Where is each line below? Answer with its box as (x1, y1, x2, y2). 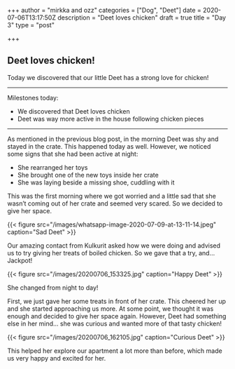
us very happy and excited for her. (7, 354, 106, 362)
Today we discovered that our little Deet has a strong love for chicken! (7, 73, 209, 81)
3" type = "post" (7, 21, 55, 29)
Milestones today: (7, 93, 59, 102)
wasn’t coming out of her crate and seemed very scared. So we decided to (7, 199, 223, 208)
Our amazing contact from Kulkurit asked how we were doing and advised (7, 241, 221, 250)
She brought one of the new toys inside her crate (17, 170, 159, 179)
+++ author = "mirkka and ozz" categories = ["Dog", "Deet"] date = (7, 6, 201, 14)
